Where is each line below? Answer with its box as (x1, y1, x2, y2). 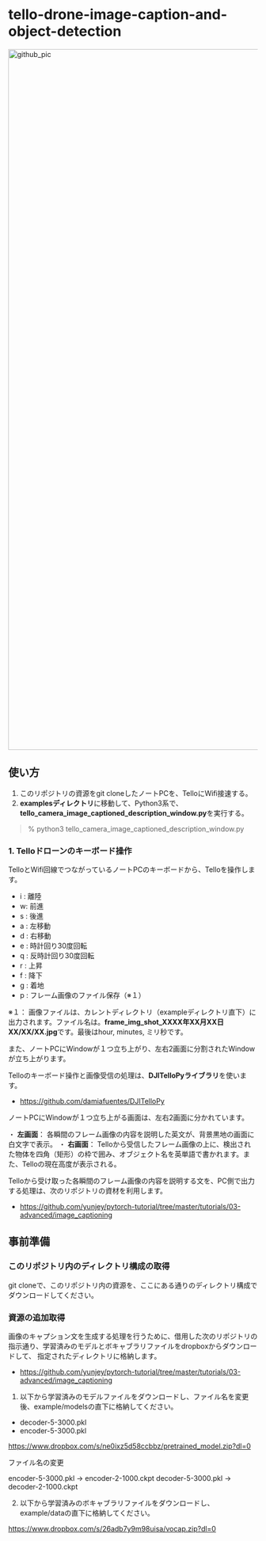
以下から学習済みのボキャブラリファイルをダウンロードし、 (19, 1498, 215, 1508)
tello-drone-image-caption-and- (8, 6, 228, 24)
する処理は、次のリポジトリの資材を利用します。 (8, 1186, 168, 1196)
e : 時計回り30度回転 (19, 941, 88, 951)
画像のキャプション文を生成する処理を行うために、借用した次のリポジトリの (8, 1332, 258, 1341)
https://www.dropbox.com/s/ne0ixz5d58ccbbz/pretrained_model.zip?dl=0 (8, 1441, 251, 1451)
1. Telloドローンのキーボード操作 (8, 845, 132, 856)
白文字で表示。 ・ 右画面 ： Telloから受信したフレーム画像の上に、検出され (8, 1140, 252, 1149)
